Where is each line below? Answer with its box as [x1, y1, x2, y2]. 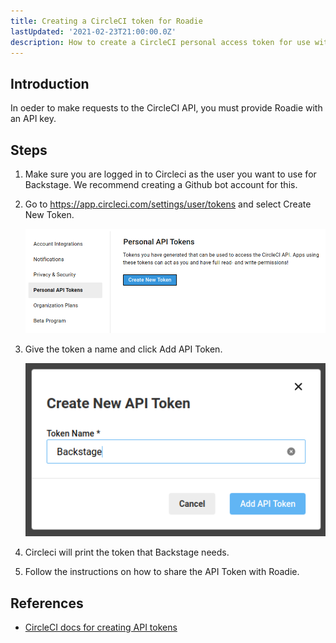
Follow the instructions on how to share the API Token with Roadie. [24, 566, 300, 578]
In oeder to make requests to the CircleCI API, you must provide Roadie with [10, 102, 323, 114]
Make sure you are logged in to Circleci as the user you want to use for [24, 168, 317, 180]
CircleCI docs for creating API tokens [24, 621, 178, 634]
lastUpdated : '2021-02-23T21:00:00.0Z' [10, 26, 177, 37]
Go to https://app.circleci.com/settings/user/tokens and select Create [24, 198, 312, 210]
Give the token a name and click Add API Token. [24, 343, 223, 355]
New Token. [24, 209, 75, 220]
